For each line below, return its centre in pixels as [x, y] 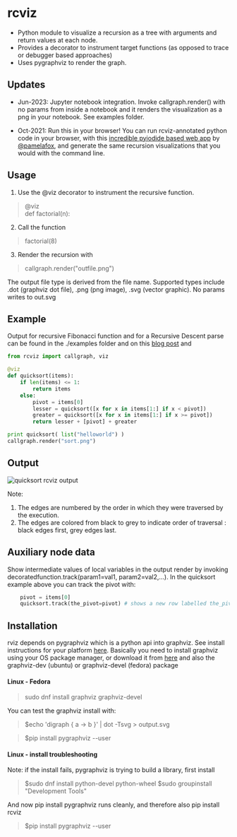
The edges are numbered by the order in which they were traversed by [120, 507]
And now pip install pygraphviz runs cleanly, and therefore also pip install [114, 805]
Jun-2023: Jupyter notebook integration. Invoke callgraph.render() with [121, 102]
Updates [26, 85]
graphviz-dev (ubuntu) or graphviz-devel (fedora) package [93, 665]
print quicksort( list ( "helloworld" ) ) [66, 435]
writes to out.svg [32, 297]
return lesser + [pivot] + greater [85, 422]
